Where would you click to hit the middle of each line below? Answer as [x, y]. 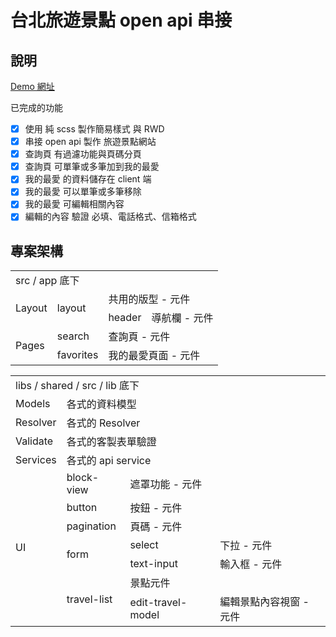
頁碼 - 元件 [156, 527]
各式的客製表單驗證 [111, 442]
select [144, 545]
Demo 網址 [32, 86]
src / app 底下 [47, 281]
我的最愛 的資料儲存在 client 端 [88, 179]
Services [36, 460]
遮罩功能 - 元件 [166, 484]
